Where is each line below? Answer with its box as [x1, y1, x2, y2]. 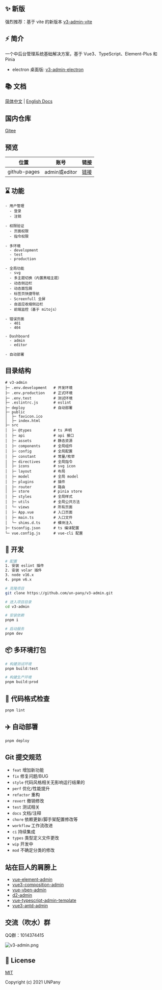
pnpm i [5, 618, 19, 623]
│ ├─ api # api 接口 [5, 433, 75, 438]
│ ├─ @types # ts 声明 [5, 428, 72, 433]
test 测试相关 [12, 804, 40, 810]
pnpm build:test [5, 666, 38, 671]
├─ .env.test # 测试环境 [5, 396, 73, 401]
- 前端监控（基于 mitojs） [9, 307, 59, 312]
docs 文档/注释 [12, 810, 42, 816]
